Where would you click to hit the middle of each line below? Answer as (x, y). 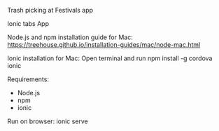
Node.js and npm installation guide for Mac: (70, 37)
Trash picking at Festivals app (50, 10)
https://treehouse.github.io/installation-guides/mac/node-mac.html (104, 44)
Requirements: (28, 79)
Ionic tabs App (28, 23)
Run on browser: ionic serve (48, 121)
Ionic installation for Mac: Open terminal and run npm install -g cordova (110, 58)
